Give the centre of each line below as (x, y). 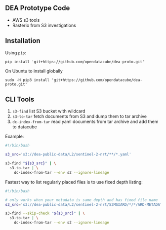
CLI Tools (20, 99)
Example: (15, 136)
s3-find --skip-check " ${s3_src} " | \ (45, 213)
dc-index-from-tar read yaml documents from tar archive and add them (85, 122)
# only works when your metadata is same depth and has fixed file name (82, 200)
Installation (23, 41)
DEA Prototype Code (38, 8)
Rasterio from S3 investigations (44, 25)
